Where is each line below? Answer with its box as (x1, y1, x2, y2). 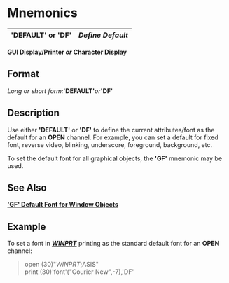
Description (7, 107, 60, 119)
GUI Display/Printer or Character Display (7, 48, 127, 56)
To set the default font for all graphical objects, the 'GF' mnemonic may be (7, 154, 223, 163)
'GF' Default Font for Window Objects (7, 200, 119, 209)
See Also (7, 181, 47, 193)
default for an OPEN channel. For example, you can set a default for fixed (7, 133, 218, 141)
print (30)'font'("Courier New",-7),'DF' (24, 268, 134, 276)
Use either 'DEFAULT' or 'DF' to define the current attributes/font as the (7, 125, 215, 134)
